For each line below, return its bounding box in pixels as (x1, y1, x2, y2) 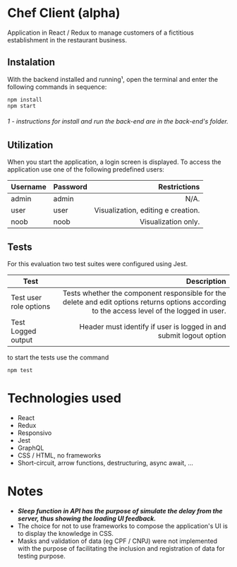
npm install (7, 96, 42, 103)
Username (11, 182, 47, 192)
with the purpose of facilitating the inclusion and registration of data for (17, 544, 225, 553)
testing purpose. (17, 552, 66, 561)
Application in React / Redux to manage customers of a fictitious (7, 28, 194, 37)
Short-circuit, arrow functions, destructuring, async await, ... (17, 459, 194, 467)
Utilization (7, 139, 54, 151)
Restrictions (158, 182, 200, 192)
